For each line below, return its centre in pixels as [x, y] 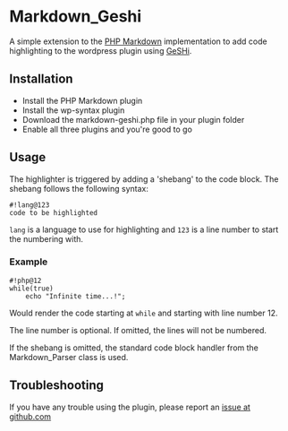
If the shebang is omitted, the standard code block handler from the [134, 348]
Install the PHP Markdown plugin [82, 100]
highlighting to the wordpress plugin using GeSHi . [101, 50]
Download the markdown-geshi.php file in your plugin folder [133, 119]
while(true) [31, 289]
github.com [30, 416]
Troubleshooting [57, 386]
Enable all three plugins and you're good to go [107, 129]
